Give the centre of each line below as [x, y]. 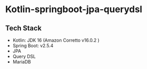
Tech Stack [23, 28]
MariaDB [22, 62]
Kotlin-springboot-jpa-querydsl [74, 9]
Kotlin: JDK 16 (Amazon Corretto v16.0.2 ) [56, 40]
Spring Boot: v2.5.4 [33, 46]
